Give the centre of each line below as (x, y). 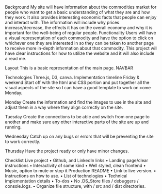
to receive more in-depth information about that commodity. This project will (81, 48)
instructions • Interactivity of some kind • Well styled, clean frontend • (76, 165)
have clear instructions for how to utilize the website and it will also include (80, 53)
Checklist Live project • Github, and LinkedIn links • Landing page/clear (77, 160)
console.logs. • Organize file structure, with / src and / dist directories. (75, 186)
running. (13, 127)
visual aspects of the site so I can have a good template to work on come (78, 88)
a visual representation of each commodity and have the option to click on (79, 38)
